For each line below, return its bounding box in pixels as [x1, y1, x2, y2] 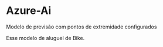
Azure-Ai [6, 4, 52, 17]
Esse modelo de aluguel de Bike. [6, 34, 85, 41]
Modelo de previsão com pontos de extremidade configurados [6, 23, 157, 30]
